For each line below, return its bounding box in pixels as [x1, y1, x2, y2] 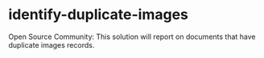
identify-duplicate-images [8, 6, 189, 24]
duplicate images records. [8, 40, 95, 49]
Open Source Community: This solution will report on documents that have [8, 32, 256, 41]
